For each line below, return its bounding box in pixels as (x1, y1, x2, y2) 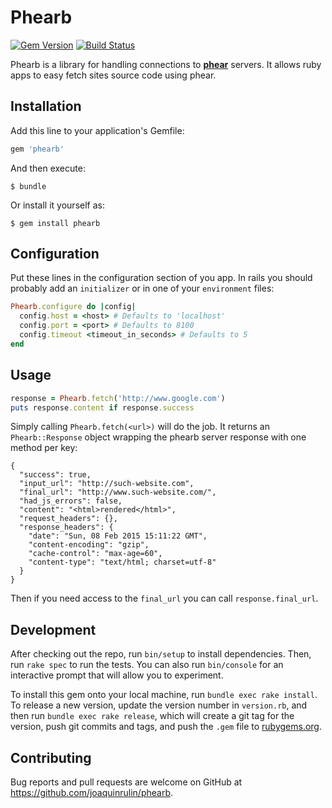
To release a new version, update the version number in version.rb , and (10, 699, 308, 711)
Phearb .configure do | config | (10, 302, 137, 312)
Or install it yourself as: (10, 199, 105, 211)
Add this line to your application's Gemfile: (10, 124, 185, 136)
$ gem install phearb (10, 218, 101, 228)
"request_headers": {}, (19, 514, 118, 524)
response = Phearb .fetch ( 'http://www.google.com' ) (10, 393, 226, 403)
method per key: (10, 442, 78, 454)
